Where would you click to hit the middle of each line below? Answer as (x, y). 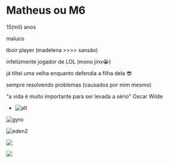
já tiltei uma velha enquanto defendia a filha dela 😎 (69, 73)
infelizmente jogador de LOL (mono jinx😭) (59, 61)
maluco (16, 38)
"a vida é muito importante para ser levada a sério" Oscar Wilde (84, 96)
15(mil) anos (21, 27)
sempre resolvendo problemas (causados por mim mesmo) (79, 85)
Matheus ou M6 (46, 10)
